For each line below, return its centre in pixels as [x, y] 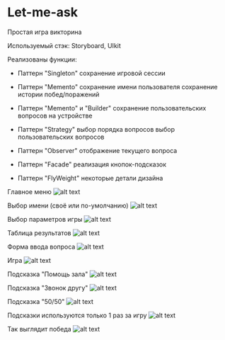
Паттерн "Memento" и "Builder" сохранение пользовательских [112, 108]
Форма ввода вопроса [41, 246]
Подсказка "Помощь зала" [48, 274]
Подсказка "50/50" [36, 301]
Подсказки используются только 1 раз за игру [77, 315]
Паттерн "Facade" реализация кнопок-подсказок [92, 164]
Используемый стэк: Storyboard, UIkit [64, 45]
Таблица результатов [39, 233]
